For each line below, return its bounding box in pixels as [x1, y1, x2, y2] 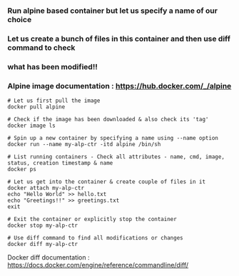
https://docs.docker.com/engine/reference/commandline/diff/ [7, 261, 189, 270]
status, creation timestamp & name [7, 160, 113, 167]
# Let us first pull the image [7, 97, 101, 105]
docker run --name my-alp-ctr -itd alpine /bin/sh [7, 141, 161, 148]
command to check [7, 42, 76, 52]
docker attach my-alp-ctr [7, 185, 84, 192]
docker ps [7, 166, 37, 173]
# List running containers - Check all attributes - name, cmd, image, [7, 153, 225, 160]
